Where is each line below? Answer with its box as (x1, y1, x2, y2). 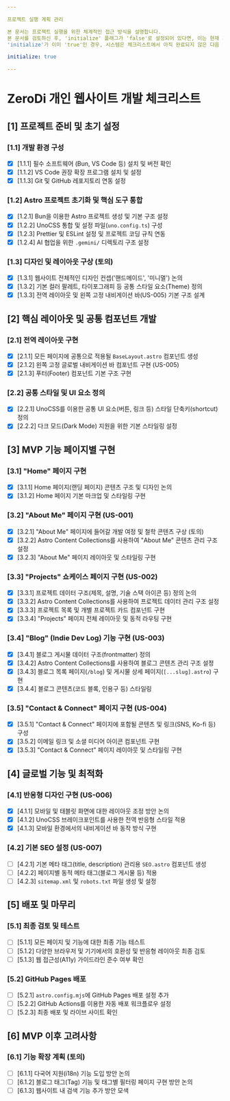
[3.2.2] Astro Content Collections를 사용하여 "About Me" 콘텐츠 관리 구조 (16, 535, 218, 544)
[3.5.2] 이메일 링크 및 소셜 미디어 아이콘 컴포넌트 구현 (16, 737, 159, 746)
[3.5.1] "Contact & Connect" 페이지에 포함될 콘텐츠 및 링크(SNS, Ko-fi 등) (16, 720, 216, 729)
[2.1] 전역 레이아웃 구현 (7, 335, 79, 344)
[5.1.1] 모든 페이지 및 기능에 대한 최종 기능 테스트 (16, 938, 146, 946)
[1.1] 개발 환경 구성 (7, 142, 64, 152)
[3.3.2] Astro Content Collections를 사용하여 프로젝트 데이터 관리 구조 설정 (16, 597, 220, 606)
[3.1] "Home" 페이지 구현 (7, 466, 87, 476)
